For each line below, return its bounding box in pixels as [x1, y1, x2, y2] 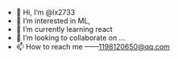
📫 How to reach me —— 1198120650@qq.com [15, 42, 171, 51]
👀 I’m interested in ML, [15, 16, 91, 26]
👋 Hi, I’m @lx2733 [15, 8, 76, 17]
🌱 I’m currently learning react [15, 25, 113, 33]
